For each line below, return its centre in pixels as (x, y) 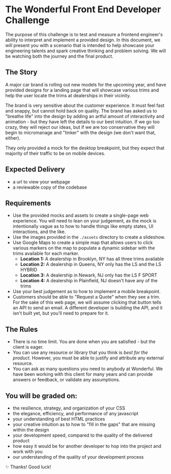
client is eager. (28, 347)
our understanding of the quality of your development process (78, 457)
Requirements (28, 203)
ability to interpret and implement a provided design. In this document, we (83, 40)
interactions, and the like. (39, 232)
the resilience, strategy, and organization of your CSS (69, 408)
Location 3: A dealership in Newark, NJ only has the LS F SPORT (89, 275)
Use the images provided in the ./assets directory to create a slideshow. (89, 237)
